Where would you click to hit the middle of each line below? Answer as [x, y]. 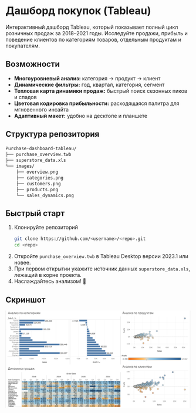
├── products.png [37, 189]
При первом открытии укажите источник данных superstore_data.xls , [102, 269]
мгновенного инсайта [41, 109]
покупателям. [23, 46]
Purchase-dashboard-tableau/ [41, 148]
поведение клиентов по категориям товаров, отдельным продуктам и [93, 39]
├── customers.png [38, 184]
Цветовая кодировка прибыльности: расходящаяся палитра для [97, 103]
